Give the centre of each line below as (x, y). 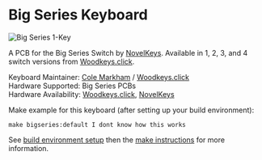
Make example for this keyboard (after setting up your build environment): (131, 110)
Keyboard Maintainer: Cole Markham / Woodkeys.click (99, 77)
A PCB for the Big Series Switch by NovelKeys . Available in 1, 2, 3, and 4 (128, 53)
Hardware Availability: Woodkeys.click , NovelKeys (92, 94)
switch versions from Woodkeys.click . (72, 61)
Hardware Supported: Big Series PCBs (72, 86)
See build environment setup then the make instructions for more (116, 140)
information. (29, 148)
